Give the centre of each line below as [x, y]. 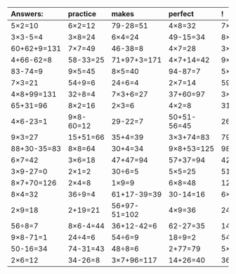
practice [82, 14]
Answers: [27, 14]
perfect [181, 14]
